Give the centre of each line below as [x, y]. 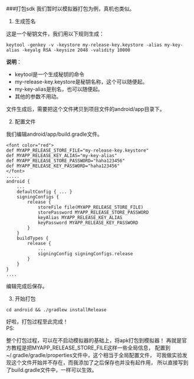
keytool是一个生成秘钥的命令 [49, 74]
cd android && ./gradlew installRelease [57, 310]
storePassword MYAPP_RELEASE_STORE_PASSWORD [93, 213]
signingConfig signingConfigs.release [85, 254]
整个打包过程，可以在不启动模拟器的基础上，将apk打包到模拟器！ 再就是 [94, 340]
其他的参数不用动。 [38, 97]
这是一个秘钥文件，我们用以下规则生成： [55, 34]
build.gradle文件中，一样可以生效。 [54, 370]
